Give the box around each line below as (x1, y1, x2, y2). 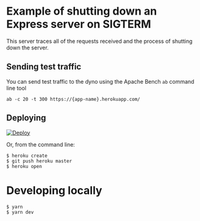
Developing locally (6, 183, 102, 197)
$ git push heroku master (6, 158, 72, 164)
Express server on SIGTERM (6, 17, 151, 31)
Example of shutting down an (6, 4, 157, 18)
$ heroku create (6, 153, 48, 159)
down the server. (6, 44, 49, 51)
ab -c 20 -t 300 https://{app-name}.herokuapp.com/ (6, 96, 140, 102)
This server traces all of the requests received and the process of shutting (6, 37, 193, 45)
